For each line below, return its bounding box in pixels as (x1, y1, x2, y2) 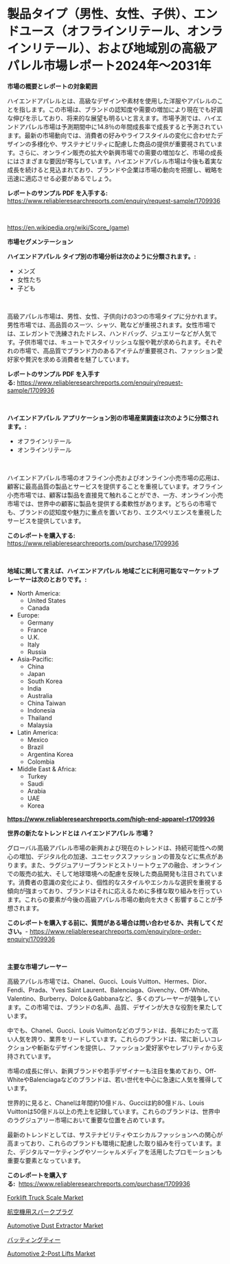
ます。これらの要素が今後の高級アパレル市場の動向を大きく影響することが (7, 895, 218, 904)
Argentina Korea (27, 750, 73, 758)
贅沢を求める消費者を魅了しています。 (25, 355, 133, 363)
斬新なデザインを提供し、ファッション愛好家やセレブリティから (36, 1043, 218, 1052)
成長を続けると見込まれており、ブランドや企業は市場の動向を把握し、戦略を (7, 165, 223, 174)
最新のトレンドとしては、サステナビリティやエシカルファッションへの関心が (7, 1130, 223, 1139)
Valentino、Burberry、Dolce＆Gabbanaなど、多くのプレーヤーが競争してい (7, 994, 221, 1003)
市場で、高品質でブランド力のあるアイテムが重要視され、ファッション (19, 346, 218, 355)
